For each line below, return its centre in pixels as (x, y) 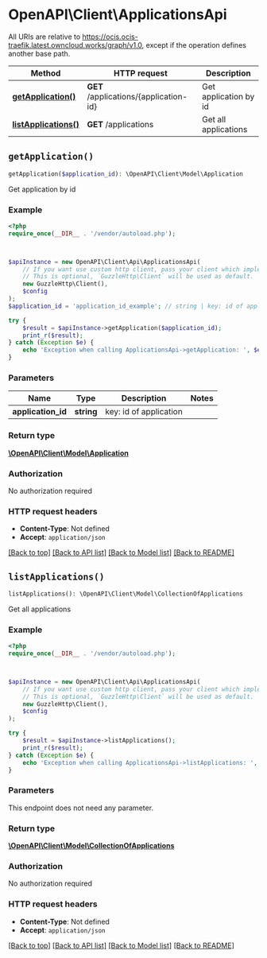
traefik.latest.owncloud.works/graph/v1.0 (75, 45)
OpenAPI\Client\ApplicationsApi (118, 15)
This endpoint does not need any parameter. (81, 808)
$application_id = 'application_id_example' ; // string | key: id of (126, 306)
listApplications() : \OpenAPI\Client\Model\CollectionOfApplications (126, 594)
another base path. (39, 53)
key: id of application (144, 412)
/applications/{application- (137, 96)
